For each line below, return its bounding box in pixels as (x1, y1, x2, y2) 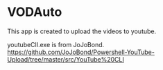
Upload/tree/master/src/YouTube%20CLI (7, 55, 125, 63)
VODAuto (7, 4, 62, 20)
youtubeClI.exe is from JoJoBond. (7, 40, 105, 49)
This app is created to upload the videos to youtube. (7, 27, 157, 35)
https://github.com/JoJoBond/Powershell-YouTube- (7, 48, 155, 56)
